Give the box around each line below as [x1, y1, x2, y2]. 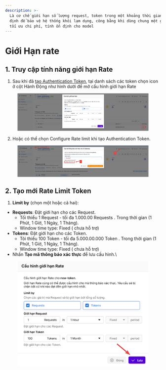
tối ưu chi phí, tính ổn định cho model [9, 24, 94, 29]
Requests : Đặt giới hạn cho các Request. [12, 209, 96, 215]
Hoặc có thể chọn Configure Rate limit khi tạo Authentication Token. [12, 136, 151, 141]
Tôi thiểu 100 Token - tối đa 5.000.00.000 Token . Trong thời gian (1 [19, 235, 157, 242]
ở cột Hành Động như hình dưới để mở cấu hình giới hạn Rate [12, 84, 137, 90]
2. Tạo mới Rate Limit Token [5, 186, 91, 195]
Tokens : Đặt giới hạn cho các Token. [12, 231, 87, 236]
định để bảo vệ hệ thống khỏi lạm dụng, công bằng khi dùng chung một [9, 18, 158, 23]
